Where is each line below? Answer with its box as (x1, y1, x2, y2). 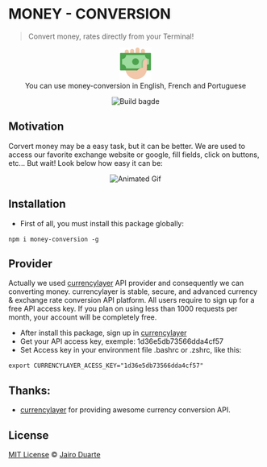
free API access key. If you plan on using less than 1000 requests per (8, 304, 238, 314)
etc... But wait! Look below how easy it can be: (8, 158, 163, 167)
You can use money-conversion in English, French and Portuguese (24, 81, 247, 90)
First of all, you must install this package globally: (19, 218, 184, 228)
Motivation (8, 120, 65, 134)
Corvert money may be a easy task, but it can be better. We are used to (8, 141, 246, 151)
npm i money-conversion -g (8, 235, 99, 243)
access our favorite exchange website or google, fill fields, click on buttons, (8, 150, 260, 159)
